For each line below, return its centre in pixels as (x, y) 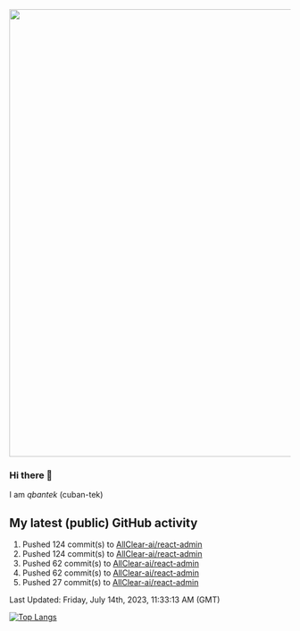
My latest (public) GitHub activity (104, 523)
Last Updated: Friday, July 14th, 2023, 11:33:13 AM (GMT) (115, 600)
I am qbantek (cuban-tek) (56, 495)
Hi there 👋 (31, 475)
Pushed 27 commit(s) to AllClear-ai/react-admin (110, 583)
